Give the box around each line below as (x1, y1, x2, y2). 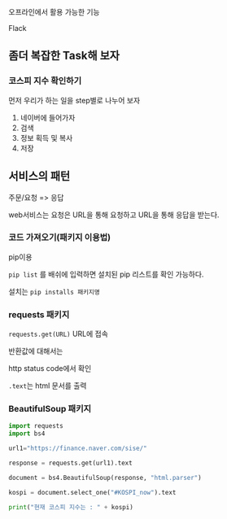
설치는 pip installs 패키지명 (8, 286, 100, 296)
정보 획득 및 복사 (20, 133, 73, 142)
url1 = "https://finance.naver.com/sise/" (8, 444, 148, 453)
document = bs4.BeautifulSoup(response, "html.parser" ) (8, 473, 202, 482)
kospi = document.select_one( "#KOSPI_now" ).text (8, 488, 177, 496)
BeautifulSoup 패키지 (8, 403, 92, 415)
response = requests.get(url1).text (8, 459, 133, 468)
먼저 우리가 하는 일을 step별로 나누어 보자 (8, 95, 141, 105)
